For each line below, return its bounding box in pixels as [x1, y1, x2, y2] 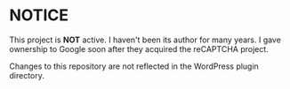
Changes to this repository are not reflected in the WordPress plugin [9, 61, 260, 71]
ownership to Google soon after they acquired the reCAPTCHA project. [9, 43, 269, 54]
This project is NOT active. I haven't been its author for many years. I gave [9, 34, 282, 45]
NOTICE [9, 5, 69, 26]
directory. [9, 70, 44, 80]
